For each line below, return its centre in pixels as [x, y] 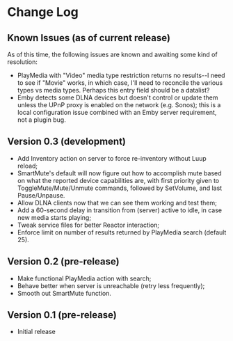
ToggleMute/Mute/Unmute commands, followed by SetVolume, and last [120, 188]
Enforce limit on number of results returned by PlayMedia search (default [122, 232]
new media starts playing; [54, 217]
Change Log [43, 12]
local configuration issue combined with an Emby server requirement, [117, 112]
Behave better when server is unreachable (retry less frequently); [111, 285]
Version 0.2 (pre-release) [63, 262]
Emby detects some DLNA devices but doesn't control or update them [118, 97]
